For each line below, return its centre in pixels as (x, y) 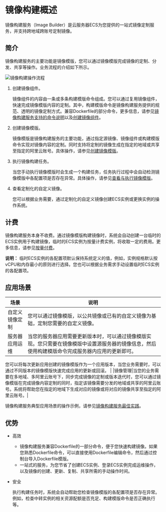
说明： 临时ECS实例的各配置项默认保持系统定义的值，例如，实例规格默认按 (82, 258)
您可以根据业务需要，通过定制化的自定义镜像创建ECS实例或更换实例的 (84, 199)
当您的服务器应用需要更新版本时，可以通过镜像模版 (87, 336)
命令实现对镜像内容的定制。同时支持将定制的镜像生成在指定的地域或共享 (86, 145)
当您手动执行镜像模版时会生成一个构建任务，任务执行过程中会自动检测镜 (86, 172)
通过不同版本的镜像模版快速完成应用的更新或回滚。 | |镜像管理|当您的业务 (80, 371)
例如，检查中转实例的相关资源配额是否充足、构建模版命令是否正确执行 (84, 499)
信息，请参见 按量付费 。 (33, 248)
